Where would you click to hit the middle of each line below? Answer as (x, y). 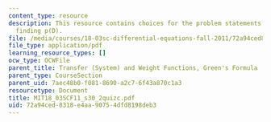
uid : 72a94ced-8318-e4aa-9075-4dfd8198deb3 (83, 105)
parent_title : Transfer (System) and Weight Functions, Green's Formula (133, 68)
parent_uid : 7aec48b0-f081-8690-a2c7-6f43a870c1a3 (95, 83)
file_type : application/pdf (56, 46)
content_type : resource (48, 16)
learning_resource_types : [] (57, 53)
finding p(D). (39, 31)
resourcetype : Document (48, 90)
